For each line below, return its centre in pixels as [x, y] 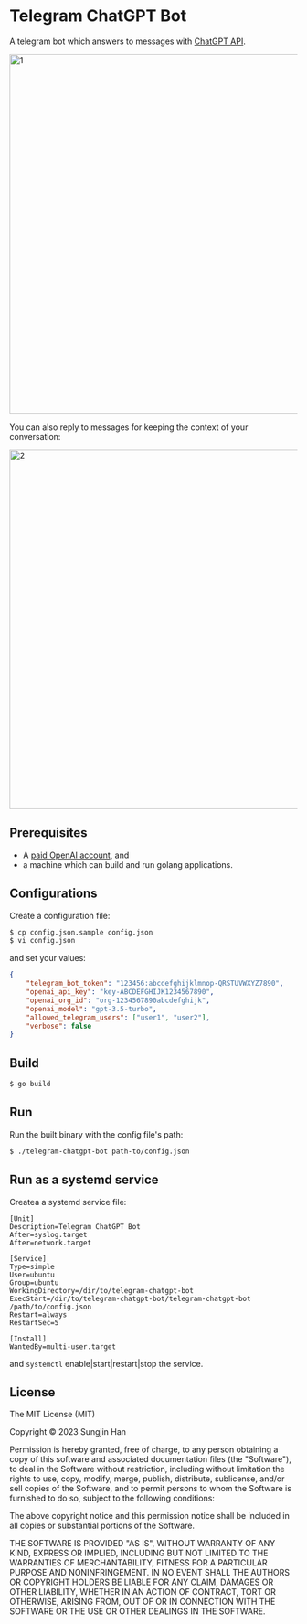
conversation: [35, 436]
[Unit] [22, 1218]
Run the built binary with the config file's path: [96, 1134]
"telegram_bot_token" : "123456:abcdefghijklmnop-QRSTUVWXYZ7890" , [155, 984]
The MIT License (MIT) [53, 1415]
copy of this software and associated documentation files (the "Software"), [151, 1459]
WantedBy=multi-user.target [63, 1346]
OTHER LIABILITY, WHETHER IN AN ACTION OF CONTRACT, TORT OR [143, 1592]
